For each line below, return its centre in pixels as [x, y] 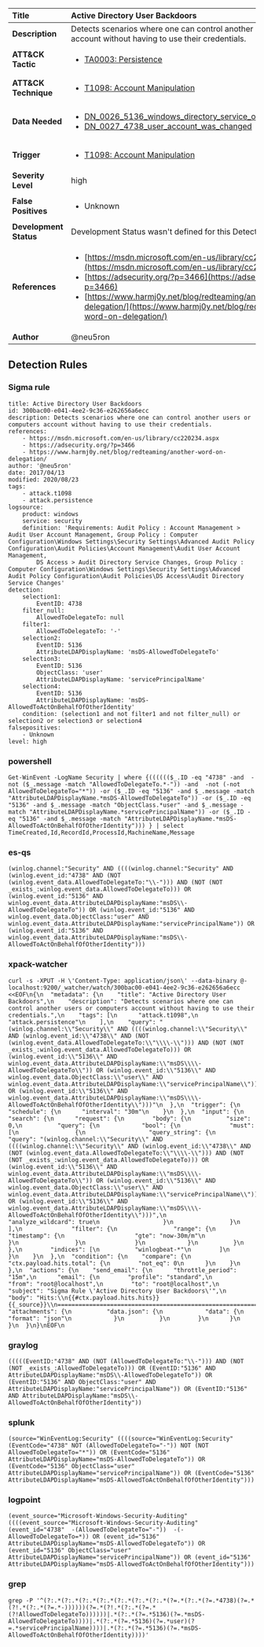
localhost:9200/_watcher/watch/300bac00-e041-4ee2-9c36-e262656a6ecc [125, 988]
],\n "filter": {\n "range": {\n [112, 1229]
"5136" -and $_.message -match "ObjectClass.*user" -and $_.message [123, 805]
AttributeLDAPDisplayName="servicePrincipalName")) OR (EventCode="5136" [132, 1473]
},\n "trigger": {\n [205, 1105]
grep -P [21, 1601]
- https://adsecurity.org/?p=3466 [79, 445]
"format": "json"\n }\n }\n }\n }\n [125, 1319]
